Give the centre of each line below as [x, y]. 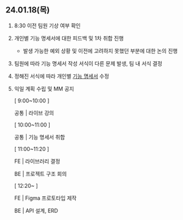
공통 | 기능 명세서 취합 [40, 137]
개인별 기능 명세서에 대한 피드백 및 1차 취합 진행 [69, 38]
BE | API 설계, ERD [36, 210]
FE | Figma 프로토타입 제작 [45, 198]
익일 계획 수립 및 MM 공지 [44, 89]
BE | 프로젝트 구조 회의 [40, 174]
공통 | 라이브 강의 [34, 113]
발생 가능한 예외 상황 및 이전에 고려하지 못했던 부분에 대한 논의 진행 [100, 51]
